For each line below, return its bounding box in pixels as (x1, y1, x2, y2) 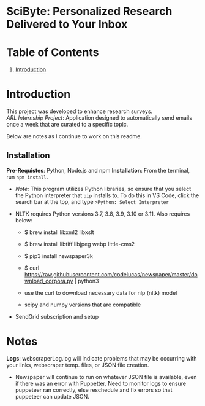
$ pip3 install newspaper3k (24, 252, 93, 259)
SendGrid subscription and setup (15, 313, 99, 320)
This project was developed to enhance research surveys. (6, 107, 153, 115)
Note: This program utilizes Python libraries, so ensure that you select (15, 185, 192, 192)
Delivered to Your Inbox (6, 17, 128, 31)
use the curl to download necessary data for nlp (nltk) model (24, 289, 177, 296)
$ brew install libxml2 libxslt (24, 228, 94, 236)
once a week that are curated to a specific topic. (6, 121, 129, 128)
